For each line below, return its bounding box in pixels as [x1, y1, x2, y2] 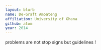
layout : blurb [5, 7, 35, 12]
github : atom [5, 21, 33, 26]
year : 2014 [5, 26, 28, 31]
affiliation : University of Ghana [5, 16, 78, 21]
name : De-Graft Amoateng [5, 12, 57, 17]
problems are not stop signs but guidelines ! [5, 39, 96, 45]
